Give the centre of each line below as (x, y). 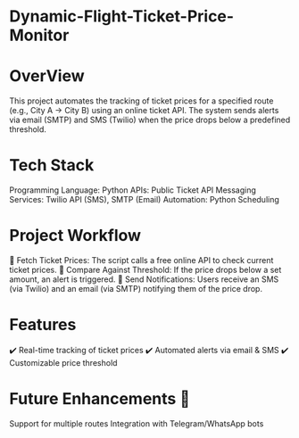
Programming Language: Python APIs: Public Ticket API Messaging (133, 190)
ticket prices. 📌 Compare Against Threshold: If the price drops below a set (145, 270)
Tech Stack (52, 165)
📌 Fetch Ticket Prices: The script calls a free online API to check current (141, 260)
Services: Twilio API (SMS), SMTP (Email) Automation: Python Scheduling (144, 200)
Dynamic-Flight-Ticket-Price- (122, 17)
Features (43, 325)
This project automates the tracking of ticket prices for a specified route (141, 101)
